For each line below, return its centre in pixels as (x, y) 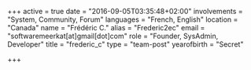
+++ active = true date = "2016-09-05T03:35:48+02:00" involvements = (125, 11)
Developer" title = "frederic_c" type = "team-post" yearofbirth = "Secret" (125, 44)
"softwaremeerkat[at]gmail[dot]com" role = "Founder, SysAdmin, (113, 36)
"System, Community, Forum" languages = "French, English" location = (123, 19)
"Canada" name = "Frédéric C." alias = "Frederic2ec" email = (106, 28)
